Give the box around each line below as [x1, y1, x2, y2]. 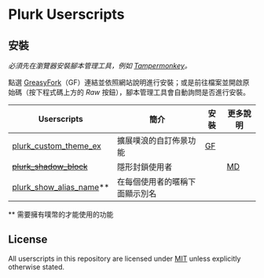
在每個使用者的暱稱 [116, 177, 189, 187]
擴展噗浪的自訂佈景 [116, 135, 189, 146]
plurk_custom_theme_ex [12, 141, 101, 151]
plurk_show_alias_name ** [12, 182, 110, 192]
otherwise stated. [8, 262, 65, 272]
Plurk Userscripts [8, 5, 125, 24]
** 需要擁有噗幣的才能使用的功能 [8, 210, 114, 219]
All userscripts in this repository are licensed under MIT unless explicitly [8, 254, 241, 263]
